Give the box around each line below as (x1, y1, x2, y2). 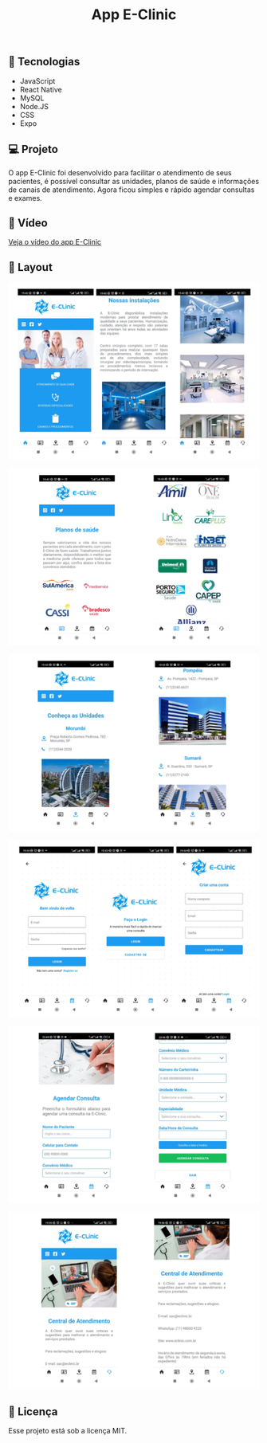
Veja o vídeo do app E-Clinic (8, 237, 102, 247)
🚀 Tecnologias (8, 55, 80, 69)
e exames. (8, 193, 42, 202)
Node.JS (19, 101, 49, 111)
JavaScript (19, 76, 56, 85)
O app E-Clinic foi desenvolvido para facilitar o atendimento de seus (8, 167, 233, 177)
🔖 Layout (8, 261, 53, 274)
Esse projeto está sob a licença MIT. (8, 1426, 128, 1436)
